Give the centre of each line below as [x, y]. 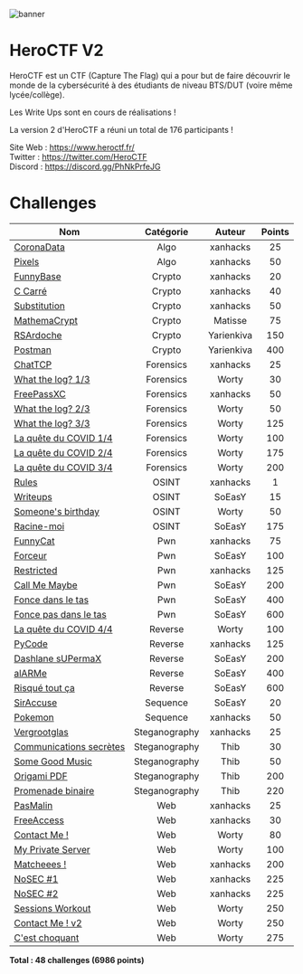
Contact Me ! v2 [48, 922]
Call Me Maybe [46, 585]
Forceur [31, 555]
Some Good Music [53, 761]
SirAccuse [36, 703]
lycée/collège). [37, 94]
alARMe [30, 673]
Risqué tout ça [44, 687]
